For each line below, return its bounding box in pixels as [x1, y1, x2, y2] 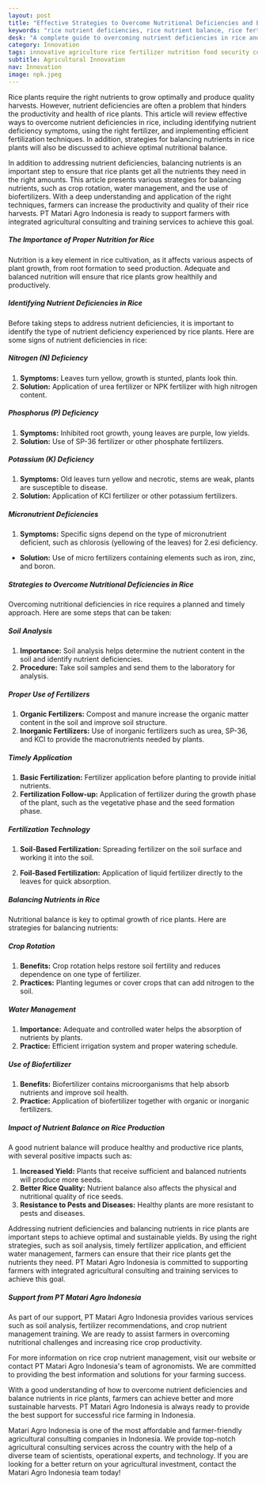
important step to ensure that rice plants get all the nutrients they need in [8, 166, 247, 176]
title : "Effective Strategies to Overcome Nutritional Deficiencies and [8, 19, 253, 27]
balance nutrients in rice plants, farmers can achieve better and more [8, 1394, 234, 1403]
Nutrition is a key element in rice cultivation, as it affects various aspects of [8, 255, 253, 264]
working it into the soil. [19, 853, 94, 863]
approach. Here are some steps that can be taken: [8, 608, 172, 617]
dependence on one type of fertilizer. [19, 970, 142, 979]
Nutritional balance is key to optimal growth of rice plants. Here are [8, 915, 227, 925]
